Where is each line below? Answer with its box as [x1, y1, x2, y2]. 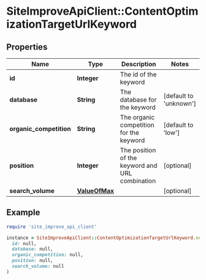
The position [120, 146, 156, 154]
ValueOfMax [77, 187, 115, 195]
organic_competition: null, [12, 252, 84, 258]
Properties [6, 42, 48, 52]
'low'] [163, 129, 180, 137]
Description [121, 60, 156, 68]
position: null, [12, 257, 53, 264]
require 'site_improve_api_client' [6, 224, 97, 230]
